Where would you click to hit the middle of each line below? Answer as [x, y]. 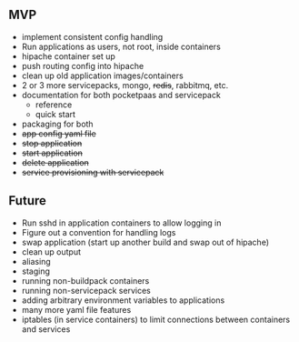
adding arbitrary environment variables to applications [123, 300]
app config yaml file [59, 133]
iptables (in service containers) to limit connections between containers [156, 319]
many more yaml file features [76, 309]
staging [36, 271]
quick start [55, 114]
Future [28, 201]
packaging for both [57, 124]
